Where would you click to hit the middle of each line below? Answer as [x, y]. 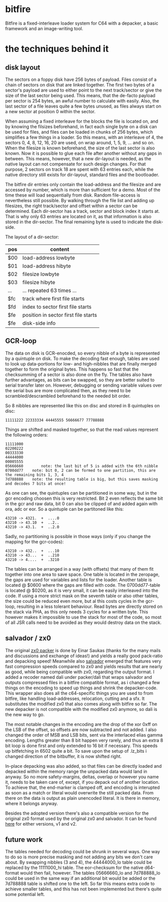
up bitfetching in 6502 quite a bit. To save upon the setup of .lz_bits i [76, 751]
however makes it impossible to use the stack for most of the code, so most [83, 617]
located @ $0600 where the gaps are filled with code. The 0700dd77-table [83, 585]
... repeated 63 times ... [49, 290]
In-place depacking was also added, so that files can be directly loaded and [83, 766]
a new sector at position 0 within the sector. [50, 111]
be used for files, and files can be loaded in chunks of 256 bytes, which [79, 132]
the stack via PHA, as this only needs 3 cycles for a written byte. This [77, 611]
